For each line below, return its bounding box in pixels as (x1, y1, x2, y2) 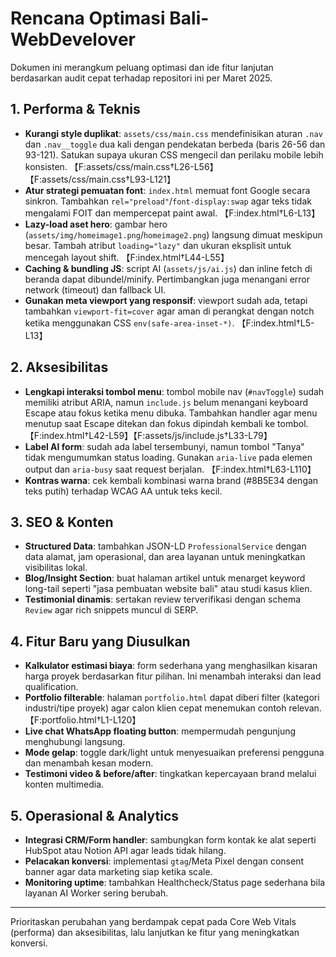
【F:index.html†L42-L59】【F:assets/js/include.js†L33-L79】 (24, 429, 273, 441)
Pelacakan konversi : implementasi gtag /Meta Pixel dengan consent (24, 855, 304, 867)
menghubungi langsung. (24, 736, 126, 748)
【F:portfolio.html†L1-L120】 (24, 714, 142, 726)
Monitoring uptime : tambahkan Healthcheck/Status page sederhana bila (24, 877, 326, 888)
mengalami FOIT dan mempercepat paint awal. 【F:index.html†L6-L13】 (24, 207, 321, 219)
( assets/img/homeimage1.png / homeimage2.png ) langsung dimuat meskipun (24, 228, 323, 241)
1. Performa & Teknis (10, 101, 141, 118)
